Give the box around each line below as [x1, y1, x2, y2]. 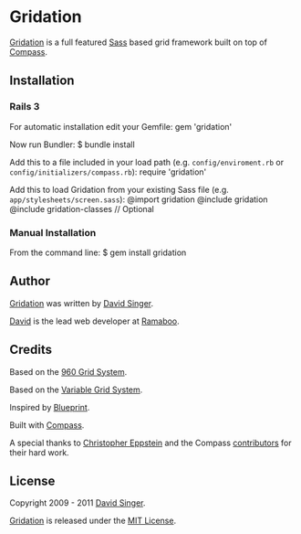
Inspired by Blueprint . [9, 401, 90, 412]
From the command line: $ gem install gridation [9, 247, 187, 258]
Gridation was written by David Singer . [9, 297, 154, 308]
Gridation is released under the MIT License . [9, 515, 176, 527]
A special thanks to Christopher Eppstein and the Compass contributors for [9, 437, 292, 448]
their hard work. [9, 446, 70, 458]
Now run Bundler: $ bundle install [9, 139, 135, 150]
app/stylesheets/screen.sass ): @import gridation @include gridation [9, 194, 268, 205]
